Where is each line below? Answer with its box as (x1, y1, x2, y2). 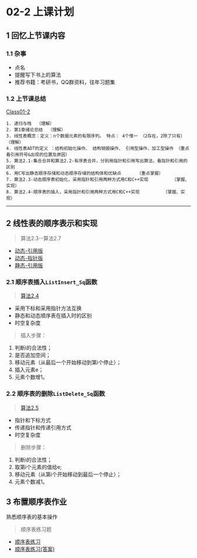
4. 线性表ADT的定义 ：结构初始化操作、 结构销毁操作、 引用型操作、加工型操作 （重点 (6, 146, 189, 152)
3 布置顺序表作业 (6, 497, 67, 506)
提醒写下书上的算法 (14, 71, 62, 78)
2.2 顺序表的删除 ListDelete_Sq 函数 (6, 390, 106, 398)
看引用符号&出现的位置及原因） (6, 152, 70, 158)
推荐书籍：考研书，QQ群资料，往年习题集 (14, 78, 116, 85)
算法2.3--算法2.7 (20, 235, 62, 242)
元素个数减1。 (14, 478, 48, 485)
